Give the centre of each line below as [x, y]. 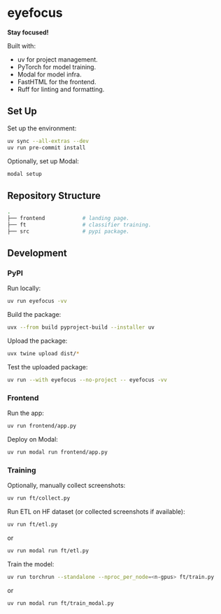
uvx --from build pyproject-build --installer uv [81, 327]
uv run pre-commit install [47, 148]
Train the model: [31, 564]
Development [37, 253]
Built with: [22, 46]
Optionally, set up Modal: [43, 161]
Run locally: [24, 288]
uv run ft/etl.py [33, 525]
